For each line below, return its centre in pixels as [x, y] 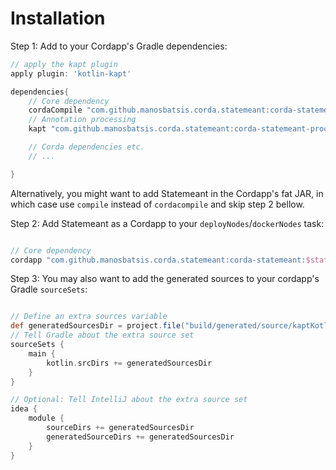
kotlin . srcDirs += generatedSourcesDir [129, 363]
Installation [58, 18]
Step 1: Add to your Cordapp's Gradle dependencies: [119, 46]
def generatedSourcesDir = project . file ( [98, 326]
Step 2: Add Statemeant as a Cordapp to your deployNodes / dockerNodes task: [167, 223]
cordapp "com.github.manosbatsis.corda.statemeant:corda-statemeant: [158, 260]
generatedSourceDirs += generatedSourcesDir [140, 437]
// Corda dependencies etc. [86, 147]
